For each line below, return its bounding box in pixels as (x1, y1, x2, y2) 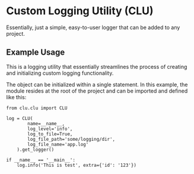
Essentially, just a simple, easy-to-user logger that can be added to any (6, 24, 180, 31)
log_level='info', (27, 126, 73, 132)
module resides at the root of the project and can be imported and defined (6, 87, 188, 94)
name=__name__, (27, 121, 65, 126)
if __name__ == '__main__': (6, 157, 76, 163)
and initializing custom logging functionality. (6, 69, 114, 77)
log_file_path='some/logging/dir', (27, 136, 116, 142)
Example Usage (6, 48, 65, 58)
